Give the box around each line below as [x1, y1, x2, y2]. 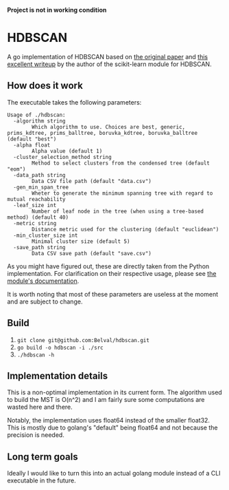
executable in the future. [7, 476, 77, 484]
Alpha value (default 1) [32, 147, 103, 154]
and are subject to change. [7, 297, 83, 306]
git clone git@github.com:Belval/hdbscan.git [16, 337, 149, 343]
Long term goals [7, 451, 78, 462]
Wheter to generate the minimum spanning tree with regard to [32, 189, 213, 197]
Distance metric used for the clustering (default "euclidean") [32, 226, 219, 233]
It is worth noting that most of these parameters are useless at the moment [7, 290, 219, 298]
